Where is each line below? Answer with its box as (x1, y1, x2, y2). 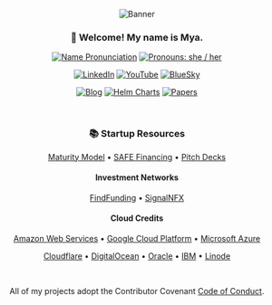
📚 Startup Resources (88, 128, 186, 140)
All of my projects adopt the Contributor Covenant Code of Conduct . (9, 286, 265, 296)
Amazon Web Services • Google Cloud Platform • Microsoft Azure (13, 234, 261, 243)
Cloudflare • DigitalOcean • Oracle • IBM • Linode (43, 251, 231, 262)
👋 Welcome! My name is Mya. (70, 31, 204, 43)
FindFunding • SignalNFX (89, 192, 185, 203)
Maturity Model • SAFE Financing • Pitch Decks (47, 151, 227, 162)
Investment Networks (94, 172, 180, 183)
